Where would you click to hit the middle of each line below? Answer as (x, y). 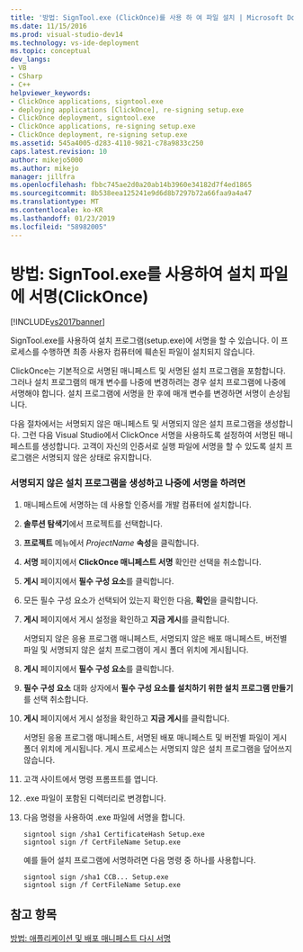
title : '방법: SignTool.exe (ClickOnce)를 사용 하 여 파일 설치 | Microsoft (147, 18)
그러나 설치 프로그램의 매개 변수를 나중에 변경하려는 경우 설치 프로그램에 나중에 (148, 382)
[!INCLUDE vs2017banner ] (58, 322)
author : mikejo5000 (47, 160)
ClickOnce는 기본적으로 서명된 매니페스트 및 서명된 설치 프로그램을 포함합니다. (148, 371)
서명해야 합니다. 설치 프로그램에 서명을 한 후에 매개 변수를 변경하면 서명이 (138, 393)
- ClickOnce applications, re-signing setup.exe (103, 127)
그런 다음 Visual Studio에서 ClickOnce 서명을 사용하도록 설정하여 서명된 (149, 435)
